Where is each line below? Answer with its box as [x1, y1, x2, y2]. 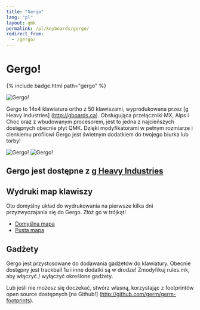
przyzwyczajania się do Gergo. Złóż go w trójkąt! [6, 209, 127, 216]
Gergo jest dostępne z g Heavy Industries [6, 166, 164, 177]
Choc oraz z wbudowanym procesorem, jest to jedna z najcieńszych [6, 118, 174, 125]
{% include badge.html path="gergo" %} [6, 82, 106, 89]
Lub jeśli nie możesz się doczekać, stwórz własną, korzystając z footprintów [6, 284, 194, 291]
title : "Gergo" [6, 8, 44, 15]
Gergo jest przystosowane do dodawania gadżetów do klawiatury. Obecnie [6, 260, 191, 267]
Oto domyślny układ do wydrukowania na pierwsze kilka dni [6, 202, 153, 209]
